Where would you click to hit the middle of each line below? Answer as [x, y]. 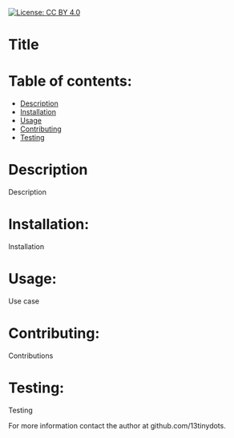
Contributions [31, 356]
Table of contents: [70, 81]
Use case [24, 301]
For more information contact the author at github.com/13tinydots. [117, 425]
